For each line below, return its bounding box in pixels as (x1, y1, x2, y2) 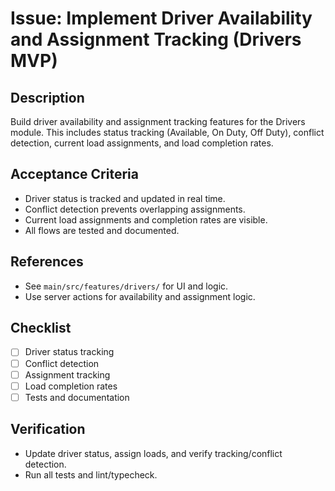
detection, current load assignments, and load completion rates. (10, 137, 274, 149)
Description (10, 89, 85, 106)
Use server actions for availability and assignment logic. (24, 290, 256, 302)
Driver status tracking (24, 346, 115, 358)
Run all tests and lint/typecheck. (24, 468, 158, 481)
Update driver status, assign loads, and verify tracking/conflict (24, 447, 283, 459)
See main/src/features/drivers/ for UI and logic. (24, 280, 229, 292)
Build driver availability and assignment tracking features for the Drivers (10, 116, 306, 127)
